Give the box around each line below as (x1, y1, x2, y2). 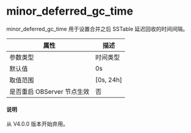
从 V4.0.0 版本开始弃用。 (6, 120, 69, 128)
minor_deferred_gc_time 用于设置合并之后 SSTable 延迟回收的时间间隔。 (6, 25, 189, 32)
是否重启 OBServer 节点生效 (9, 87, 90, 96)
